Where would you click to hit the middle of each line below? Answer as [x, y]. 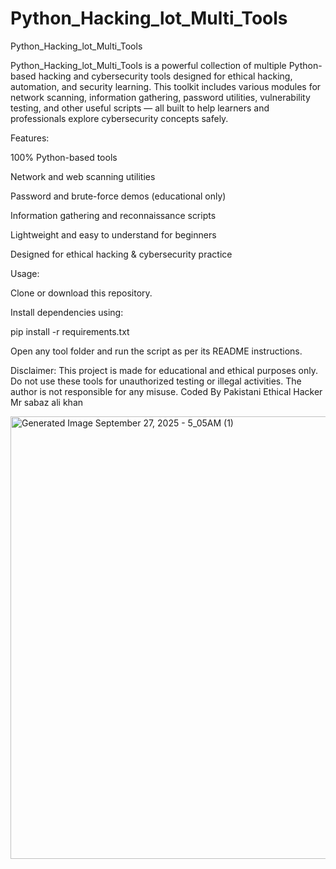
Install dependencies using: [67, 312]
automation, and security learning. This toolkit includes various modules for [166, 86]
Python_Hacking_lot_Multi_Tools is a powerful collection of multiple [148, 65]
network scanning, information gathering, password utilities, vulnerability [160, 97]
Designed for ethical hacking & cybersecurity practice [121, 254]
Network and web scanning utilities [83, 176]
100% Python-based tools [64, 157]
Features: [30, 138]
